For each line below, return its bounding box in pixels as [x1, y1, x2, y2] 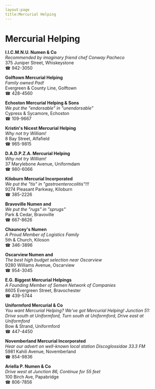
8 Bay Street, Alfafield [5, 136, 50, 142]
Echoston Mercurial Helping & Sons [5, 100, 79, 106]
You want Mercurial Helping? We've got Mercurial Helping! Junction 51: [5, 308, 151, 313]
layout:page [5, 7, 30, 12]
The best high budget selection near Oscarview [5, 257, 102, 263]
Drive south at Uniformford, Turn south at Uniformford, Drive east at [5, 313, 144, 319]
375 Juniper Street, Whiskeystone [5, 60, 74, 66]
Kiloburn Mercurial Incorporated [5, 176, 73, 182]
